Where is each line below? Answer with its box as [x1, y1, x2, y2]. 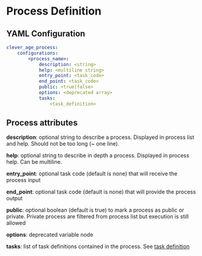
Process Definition [6, 4, 102, 18]
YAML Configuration [6, 29, 86, 39]
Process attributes [6, 118, 78, 128]
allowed [6, 220, 26, 227]
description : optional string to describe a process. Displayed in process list [6, 133, 195, 141]
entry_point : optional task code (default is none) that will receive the [6, 170, 178, 177]
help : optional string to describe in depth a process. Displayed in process [6, 152, 190, 159]
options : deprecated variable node [6, 231, 93, 238]
